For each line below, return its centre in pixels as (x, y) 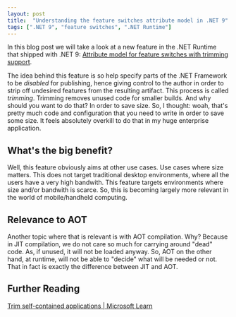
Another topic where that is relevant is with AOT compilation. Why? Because (118, 237)
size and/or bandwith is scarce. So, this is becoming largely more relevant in (118, 190)
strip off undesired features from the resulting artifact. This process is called (118, 91)
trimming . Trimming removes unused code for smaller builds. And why (109, 98)
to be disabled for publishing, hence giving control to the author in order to (116, 83)
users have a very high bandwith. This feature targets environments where (116, 183)
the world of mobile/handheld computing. (68, 198)
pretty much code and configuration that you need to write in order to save (116, 113)
